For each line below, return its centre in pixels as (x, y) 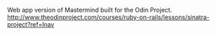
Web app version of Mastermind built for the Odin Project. (90, 10)
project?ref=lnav (31, 24)
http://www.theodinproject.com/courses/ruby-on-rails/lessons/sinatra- (108, 17)
